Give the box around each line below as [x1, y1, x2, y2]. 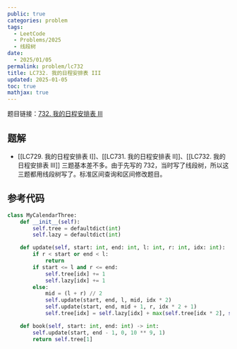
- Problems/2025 [13, 37, 61, 44]
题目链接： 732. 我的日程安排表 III [7, 110, 104, 118]
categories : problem [7, 17, 68, 24]
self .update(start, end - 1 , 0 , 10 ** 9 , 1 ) [32, 329, 166, 336]
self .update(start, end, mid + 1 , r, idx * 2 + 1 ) [44, 303, 197, 311]
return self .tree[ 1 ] [32, 336, 93, 343]
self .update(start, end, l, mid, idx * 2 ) [44, 297, 172, 304]
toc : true [7, 83, 37, 90]
